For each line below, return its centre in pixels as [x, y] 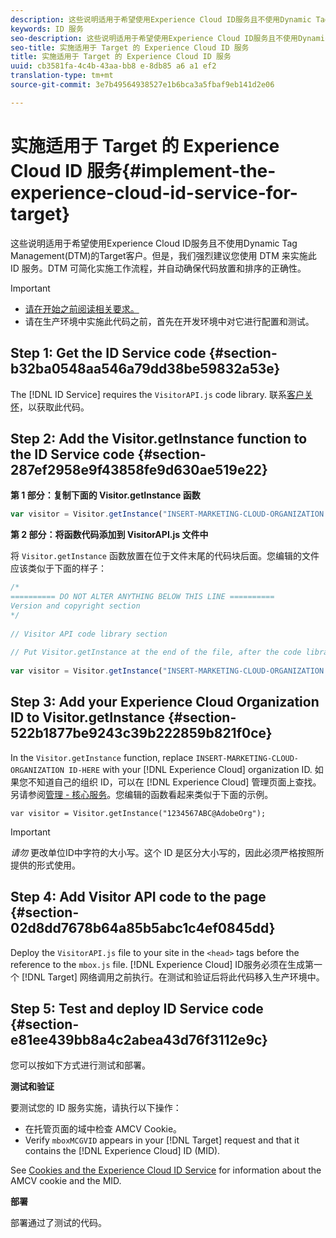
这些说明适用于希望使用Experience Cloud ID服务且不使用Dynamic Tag [154, 243]
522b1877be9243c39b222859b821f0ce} [141, 733]
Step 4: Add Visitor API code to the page [138, 897]
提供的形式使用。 [45, 865]
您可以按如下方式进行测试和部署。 [80, 1065]
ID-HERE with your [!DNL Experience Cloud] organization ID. [190, 769]
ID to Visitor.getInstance [87, 717]
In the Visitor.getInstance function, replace [102, 757]
